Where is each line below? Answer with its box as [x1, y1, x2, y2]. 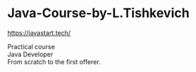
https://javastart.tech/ [7, 29, 71, 37]
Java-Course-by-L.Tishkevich [7, 5, 190, 21]
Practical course [7, 42, 55, 51]
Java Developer [7, 50, 53, 58]
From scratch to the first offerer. [7, 57, 101, 66]
